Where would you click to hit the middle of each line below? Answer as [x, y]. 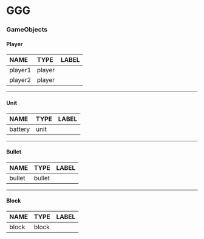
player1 [20, 70]
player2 [20, 80]
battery [20, 129]
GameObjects [27, 30]
